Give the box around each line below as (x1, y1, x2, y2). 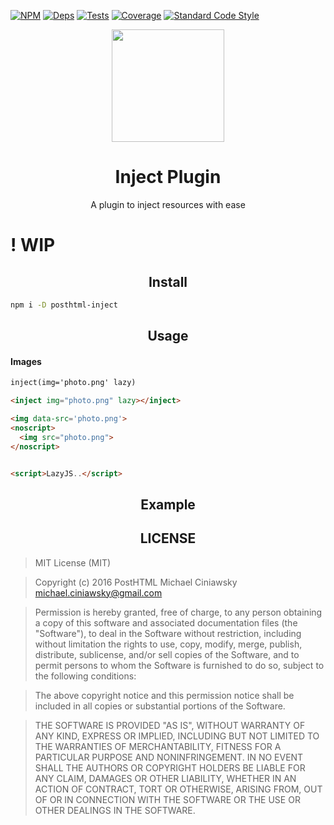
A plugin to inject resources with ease (90, 198, 246, 210)
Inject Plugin (114, 166, 222, 189)
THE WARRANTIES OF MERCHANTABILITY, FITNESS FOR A (34, 740, 282, 752)
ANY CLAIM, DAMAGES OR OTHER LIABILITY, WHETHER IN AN (34, 772, 297, 784)
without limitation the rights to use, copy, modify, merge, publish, (34, 638, 303, 650)
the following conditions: (34, 670, 137, 682)
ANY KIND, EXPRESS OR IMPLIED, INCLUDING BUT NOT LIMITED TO (34, 730, 320, 742)
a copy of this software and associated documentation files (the (34, 616, 298, 629)
